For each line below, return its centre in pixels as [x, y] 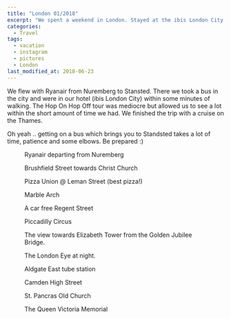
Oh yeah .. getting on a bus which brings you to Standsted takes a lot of [109, 134]
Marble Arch [42, 195]
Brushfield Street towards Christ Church [81, 168]
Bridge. [35, 242]
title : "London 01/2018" [43, 13]
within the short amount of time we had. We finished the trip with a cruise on [115, 113]
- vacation [29, 46]
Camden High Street [53, 282]
